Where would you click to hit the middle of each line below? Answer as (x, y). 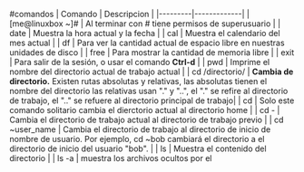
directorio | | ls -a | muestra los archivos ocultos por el (111, 158)
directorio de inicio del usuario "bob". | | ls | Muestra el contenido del (138, 148)
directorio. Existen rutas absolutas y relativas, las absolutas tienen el (138, 81)
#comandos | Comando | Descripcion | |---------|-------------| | (129, 14)
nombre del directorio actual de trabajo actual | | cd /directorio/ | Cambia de (152, 72)
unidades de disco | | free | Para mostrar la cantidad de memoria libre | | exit (152, 53)
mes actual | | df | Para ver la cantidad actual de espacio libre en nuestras (147, 43)
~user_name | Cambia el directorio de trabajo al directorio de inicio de (140, 129)
